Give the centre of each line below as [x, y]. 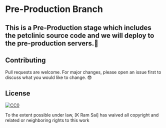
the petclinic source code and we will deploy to [80, 35]
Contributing [25, 60]
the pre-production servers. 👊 [52, 43]
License [18, 93]
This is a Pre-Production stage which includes [78, 28]
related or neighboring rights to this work [47, 120]
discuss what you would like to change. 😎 [49, 77]
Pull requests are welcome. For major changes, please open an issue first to [83, 72]
